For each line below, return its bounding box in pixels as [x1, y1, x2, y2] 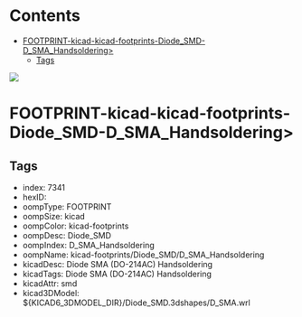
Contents [9, 5, 81, 26]
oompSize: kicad [22, 210, 86, 221]
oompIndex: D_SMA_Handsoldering [22, 239, 156, 250]
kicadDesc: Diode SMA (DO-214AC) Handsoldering [22, 258, 213, 269]
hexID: [22, 191, 47, 202]
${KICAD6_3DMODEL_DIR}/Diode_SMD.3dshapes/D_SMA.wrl [22, 297, 250, 308]
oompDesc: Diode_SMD [22, 229, 111, 240]
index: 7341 [22, 182, 66, 192]
